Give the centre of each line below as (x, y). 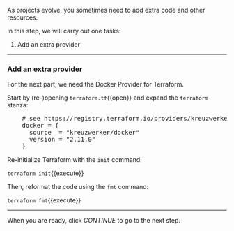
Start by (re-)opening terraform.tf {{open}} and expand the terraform (108, 98)
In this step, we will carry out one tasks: (64, 31)
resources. (23, 17)
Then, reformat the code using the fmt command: (78, 187)
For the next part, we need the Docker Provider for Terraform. (96, 84)
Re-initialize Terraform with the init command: (75, 160)
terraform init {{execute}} (46, 173)
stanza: (18, 105)
